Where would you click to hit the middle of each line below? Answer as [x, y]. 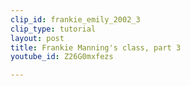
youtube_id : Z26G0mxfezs [62, 57]
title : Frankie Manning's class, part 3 [96, 47]
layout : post [37, 38]
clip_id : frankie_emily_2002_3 [75, 19]
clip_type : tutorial [53, 29]
